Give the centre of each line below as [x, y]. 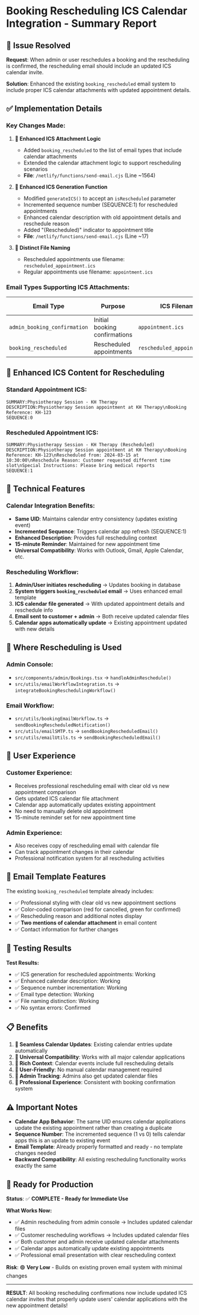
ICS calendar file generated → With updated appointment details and [99, 603]
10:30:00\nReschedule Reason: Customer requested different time [88, 460]
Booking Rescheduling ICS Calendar [97, 11]
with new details [35, 629]
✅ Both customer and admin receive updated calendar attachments [97, 1241]
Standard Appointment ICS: [46, 390]
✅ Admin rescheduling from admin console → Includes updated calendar [104, 1222]
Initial [101, 320]
